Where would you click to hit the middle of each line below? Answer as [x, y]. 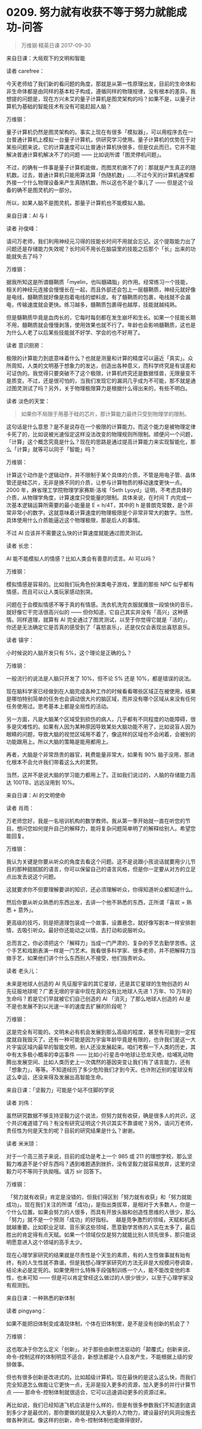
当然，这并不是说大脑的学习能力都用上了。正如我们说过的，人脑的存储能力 [98, 775]
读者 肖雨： [20, 808]
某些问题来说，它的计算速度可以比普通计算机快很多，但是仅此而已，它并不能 [101, 147]
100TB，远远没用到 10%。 [45, 782]
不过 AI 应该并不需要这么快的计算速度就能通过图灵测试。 [76, 533]
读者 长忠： [20, 546]
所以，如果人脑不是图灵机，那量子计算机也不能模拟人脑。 [77, 203]
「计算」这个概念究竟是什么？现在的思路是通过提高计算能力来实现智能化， [98, 441]
